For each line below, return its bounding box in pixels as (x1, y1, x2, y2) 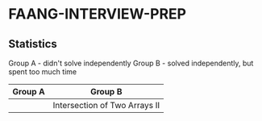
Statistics (8, 37, 58, 51)
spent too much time (8, 67, 77, 77)
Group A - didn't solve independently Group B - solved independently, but (8, 58, 254, 68)
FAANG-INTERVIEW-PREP (8, 5, 187, 23)
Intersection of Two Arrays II (52, 100, 160, 111)
